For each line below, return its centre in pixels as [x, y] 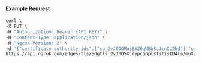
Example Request [28, 8]
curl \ [14, 21]
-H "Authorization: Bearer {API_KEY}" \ [57, 32]
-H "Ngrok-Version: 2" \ [37, 43]
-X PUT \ [16, 27]
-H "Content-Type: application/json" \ [55, 37]
